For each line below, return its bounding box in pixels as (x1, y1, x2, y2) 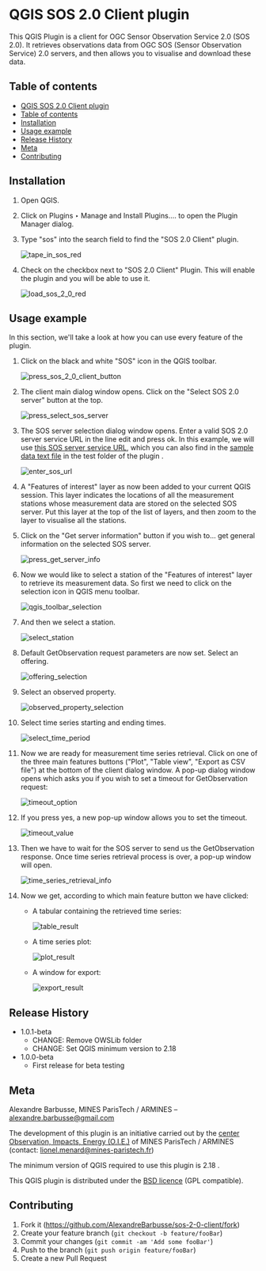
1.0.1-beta (20, 1027, 52, 1037)
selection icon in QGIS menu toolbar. (20, 587, 140, 597)
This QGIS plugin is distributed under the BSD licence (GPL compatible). (9, 1176, 244, 1185)
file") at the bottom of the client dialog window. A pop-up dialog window (20, 765, 256, 775)
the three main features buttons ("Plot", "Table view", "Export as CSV (20, 757, 246, 767)
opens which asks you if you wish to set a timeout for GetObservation (20, 774, 248, 783)
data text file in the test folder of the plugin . (20, 451, 164, 461)
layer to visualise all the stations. (20, 516, 127, 525)
